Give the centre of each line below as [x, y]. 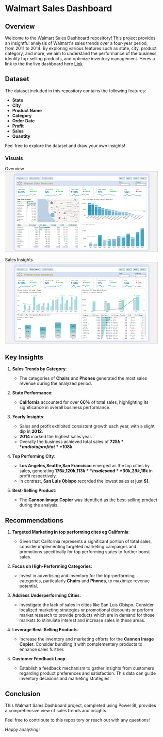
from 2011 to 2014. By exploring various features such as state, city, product [81, 48]
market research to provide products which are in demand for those [87, 615]
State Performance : [32, 393]
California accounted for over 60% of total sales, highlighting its [84, 402]
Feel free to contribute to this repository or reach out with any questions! [78, 720]
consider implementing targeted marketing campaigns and [78, 547]
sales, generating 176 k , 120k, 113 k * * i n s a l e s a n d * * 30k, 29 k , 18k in [86, 471]
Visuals [14, 158]
